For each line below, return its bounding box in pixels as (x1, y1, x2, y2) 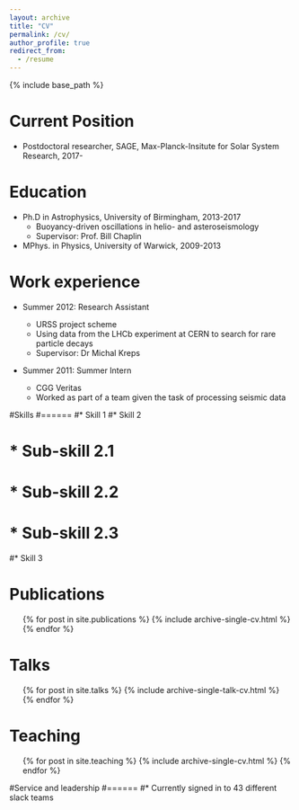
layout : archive (9, 13, 70, 22)
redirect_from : (9, 47, 66, 56)
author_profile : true (9, 38, 91, 48)
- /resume (17, 55, 54, 64)
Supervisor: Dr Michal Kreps (35, 347, 141, 358)
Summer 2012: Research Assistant (22, 301, 150, 312)
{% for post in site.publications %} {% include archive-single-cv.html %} (22, 614, 291, 625)
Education (9, 182, 87, 202)
